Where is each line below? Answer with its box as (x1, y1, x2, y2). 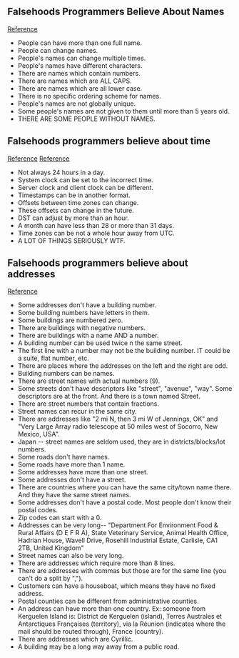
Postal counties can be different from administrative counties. (17, 597, 199, 606)
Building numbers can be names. (17, 369, 115, 378)
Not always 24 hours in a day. (17, 168, 106, 176)
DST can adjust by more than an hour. (17, 214, 130, 222)
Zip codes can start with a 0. (17, 514, 102, 522)
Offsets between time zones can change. (17, 198, 139, 206)
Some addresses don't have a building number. (17, 301, 157, 309)
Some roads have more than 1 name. (17, 460, 126, 469)
